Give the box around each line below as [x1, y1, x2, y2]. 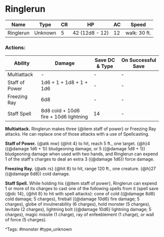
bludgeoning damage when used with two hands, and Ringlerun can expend [5, 151, 158, 157]
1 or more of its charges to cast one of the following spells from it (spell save [5, 186, 159, 191]
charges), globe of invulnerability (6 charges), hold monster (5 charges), [5, 201, 150, 207]
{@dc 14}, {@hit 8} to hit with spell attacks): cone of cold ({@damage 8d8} [5, 191, 155, 197]
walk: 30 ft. [125, 29, 151, 36]
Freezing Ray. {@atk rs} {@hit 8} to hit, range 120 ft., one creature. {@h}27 [5, 166, 156, 172]
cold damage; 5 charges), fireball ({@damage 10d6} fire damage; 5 [5, 196, 140, 202]
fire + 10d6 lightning [41, 114, 88, 120]
